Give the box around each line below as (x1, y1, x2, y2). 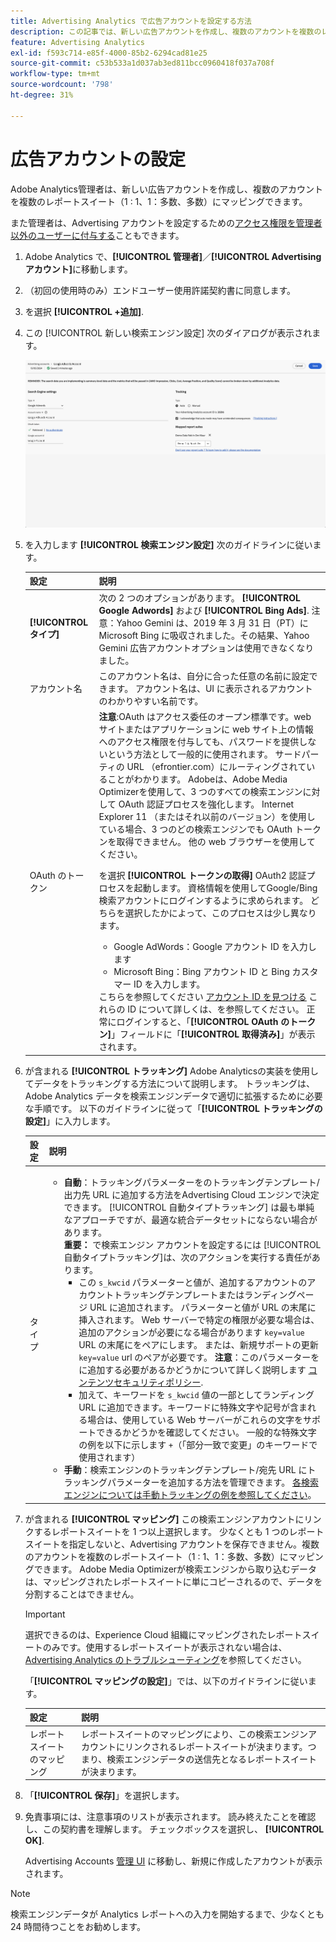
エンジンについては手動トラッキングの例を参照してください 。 (63, 1489, 317, 1501)
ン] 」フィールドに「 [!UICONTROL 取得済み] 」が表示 (98, 1028, 316, 1040)
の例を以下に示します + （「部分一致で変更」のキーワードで (78, 1439, 318, 1451)
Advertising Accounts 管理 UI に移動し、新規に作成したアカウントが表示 (24, 1855, 323, 1867)
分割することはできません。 (24, 1588, 140, 1600)
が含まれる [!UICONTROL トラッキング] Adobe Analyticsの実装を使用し (24, 1065, 320, 1077)
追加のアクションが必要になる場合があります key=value (78, 1326, 305, 1339)
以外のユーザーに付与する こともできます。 (10, 229, 185, 241)
